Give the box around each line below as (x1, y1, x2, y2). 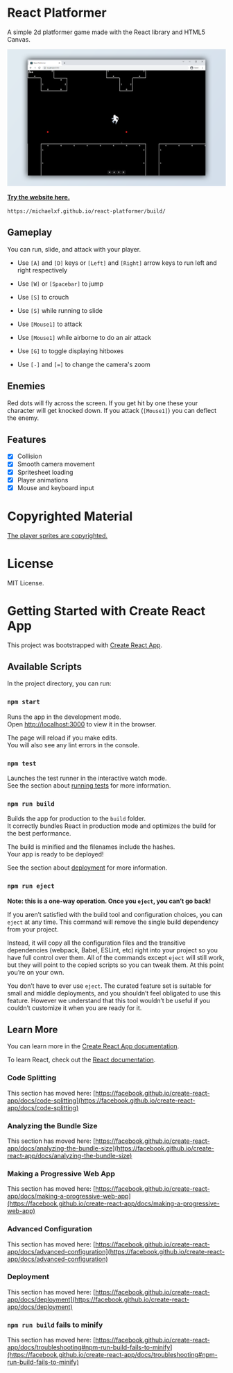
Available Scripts (7, 660, 82, 672)
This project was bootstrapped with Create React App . (7, 641, 163, 649)
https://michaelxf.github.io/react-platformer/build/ (7, 207, 166, 215)
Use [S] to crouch (17, 293, 69, 301)
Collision (17, 452, 43, 460)
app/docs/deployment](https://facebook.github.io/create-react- (7, 1295, 189, 1303)
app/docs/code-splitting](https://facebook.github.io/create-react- (7, 1096, 196, 1105)
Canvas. (7, 35, 31, 43)
